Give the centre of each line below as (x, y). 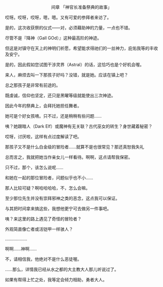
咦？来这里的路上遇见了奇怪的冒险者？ (43, 219)
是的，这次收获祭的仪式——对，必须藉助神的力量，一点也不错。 (69, 28)
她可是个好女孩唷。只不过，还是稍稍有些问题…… (53, 116)
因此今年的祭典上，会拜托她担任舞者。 (43, 106)
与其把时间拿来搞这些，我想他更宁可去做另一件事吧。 (58, 209)
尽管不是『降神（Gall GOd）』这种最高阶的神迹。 (53, 38)
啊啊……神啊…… (21, 249)
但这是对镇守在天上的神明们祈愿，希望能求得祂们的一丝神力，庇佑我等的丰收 (81, 48)
